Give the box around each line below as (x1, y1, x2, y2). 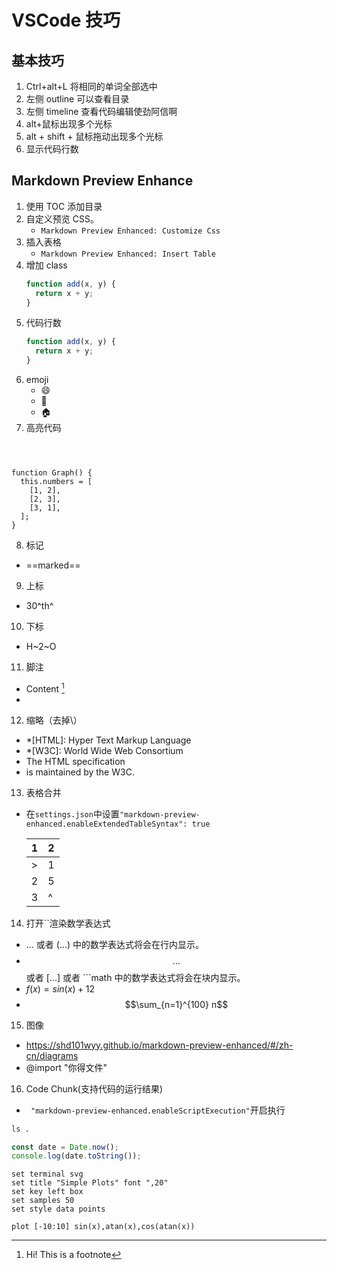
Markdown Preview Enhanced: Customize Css (40, 226, 221, 236)
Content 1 (25, 681, 65, 695)
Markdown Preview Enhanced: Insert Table (40, 249, 216, 259)
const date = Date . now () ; (11, 1142, 119, 1152)
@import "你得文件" (25, 1061, 108, 1073)
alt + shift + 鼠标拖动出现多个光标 (25, 131, 164, 142)
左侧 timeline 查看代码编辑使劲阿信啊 (25, 106, 178, 117)
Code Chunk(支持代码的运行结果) (25, 1082, 164, 1095)
